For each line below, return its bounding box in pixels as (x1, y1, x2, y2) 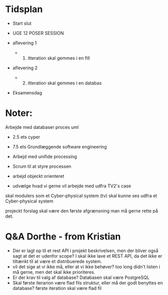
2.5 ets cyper (12, 134, 40, 140)
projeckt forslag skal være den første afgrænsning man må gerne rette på (5, 208, 158, 214)
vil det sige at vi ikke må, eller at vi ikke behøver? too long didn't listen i (12, 264, 160, 270)
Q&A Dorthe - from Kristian (5, 231, 121, 242)
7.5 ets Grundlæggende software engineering (12, 143, 107, 150)
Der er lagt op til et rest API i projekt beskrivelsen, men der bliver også (12, 248, 159, 254)
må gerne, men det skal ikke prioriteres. (12, 269, 95, 275)
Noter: (5, 108, 33, 119)
